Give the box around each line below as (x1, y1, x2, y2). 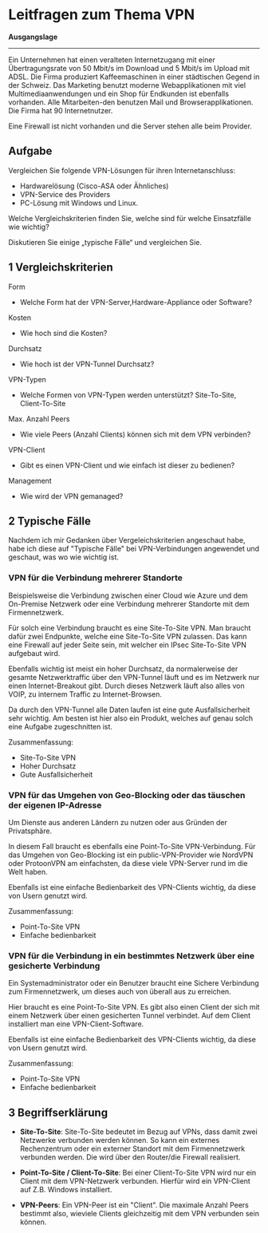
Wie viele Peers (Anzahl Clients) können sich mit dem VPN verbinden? (19, 429, 251, 439)
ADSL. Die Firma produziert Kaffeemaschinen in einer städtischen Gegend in (8, 72, 260, 81)
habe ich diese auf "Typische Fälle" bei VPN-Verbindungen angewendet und (8, 544, 260, 554)
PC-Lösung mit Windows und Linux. (19, 198, 138, 207)
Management (8, 476, 52, 485)
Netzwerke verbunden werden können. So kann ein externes (19, 1136, 220, 1145)
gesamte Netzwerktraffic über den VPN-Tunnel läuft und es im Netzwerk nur (8, 672, 260, 682)
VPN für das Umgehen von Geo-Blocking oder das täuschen (8, 789, 246, 800)
